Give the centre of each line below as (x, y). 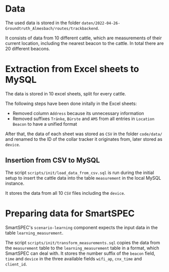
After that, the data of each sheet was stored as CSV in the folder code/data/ (84, 134)
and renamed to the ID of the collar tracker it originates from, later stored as (84, 139)
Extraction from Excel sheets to (72, 69)
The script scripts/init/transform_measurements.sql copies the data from (83, 242)
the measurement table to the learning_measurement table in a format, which (82, 248)
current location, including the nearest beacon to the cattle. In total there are (84, 43)
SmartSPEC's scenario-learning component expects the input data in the (81, 227)
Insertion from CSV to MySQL (52, 160)
